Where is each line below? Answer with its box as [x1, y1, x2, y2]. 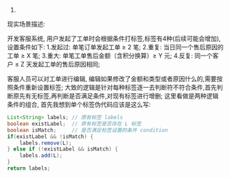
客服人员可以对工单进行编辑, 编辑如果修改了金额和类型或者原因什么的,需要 [7, 75, 218, 83]
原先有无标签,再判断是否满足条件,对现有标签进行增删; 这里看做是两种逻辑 [12, 92, 219, 100]
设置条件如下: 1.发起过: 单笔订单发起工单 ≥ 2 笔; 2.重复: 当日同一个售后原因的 [7, 43, 224, 51]
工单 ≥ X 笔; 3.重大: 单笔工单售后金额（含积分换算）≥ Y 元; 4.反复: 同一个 [7, 51, 213, 60]
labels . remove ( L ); [19, 140, 72, 147]
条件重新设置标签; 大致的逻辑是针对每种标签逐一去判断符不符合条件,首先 [12, 84, 218, 91]
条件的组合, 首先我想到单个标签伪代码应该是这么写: [7, 101, 151, 108]
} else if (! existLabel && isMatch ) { [7, 146, 118, 153]
